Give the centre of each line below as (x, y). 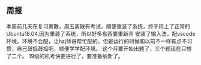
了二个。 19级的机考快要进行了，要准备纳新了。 (65, 56)
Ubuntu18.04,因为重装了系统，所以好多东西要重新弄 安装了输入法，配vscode (101, 33)
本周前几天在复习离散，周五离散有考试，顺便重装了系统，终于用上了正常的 (98, 26)
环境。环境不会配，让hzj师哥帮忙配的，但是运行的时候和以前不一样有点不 (97, 41)
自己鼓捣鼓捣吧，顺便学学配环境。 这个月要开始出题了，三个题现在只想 (104, 48)
